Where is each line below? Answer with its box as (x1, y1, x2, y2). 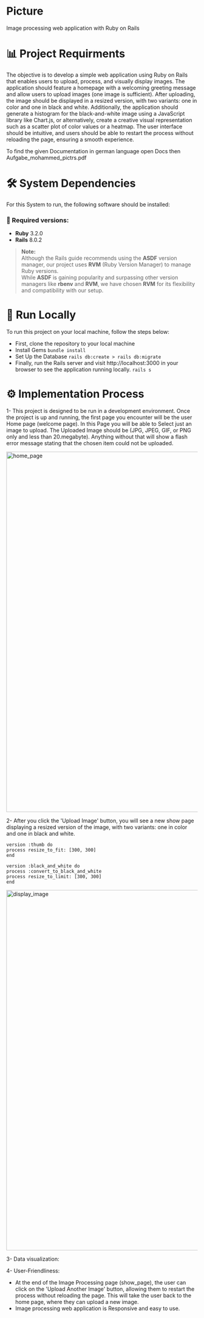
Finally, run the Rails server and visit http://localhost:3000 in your (15, 359, 178, 367)
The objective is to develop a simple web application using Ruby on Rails (6, 71, 188, 78)
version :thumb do (6, 841, 53, 848)
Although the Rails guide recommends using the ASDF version (21, 254, 177, 262)
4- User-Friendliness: (6, 1267, 60, 1274)
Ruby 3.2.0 (15, 230, 44, 237)
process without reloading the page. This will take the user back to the (15, 1291, 192, 1299)
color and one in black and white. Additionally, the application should (6, 103, 178, 111)
